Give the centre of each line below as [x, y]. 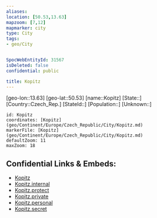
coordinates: [22, 120]
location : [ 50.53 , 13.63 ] [36, 17]
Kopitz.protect [32, 190]
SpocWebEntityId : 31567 [35, 60]
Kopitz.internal [32, 184]
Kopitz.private [31, 196]
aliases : [17, 11]
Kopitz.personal [34, 203]
